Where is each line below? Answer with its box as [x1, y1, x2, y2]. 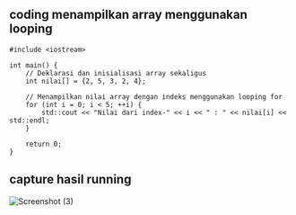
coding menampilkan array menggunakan [9, 7, 248, 22]
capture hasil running [9, 172, 132, 187]
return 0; [25, 139, 63, 148]
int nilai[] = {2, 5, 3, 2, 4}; [25, 76, 146, 85]
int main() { [9, 60, 58, 70]
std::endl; [9, 116, 50, 125]
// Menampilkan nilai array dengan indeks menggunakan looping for [25, 92, 283, 102]
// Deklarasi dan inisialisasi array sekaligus [25, 68, 206, 77]
